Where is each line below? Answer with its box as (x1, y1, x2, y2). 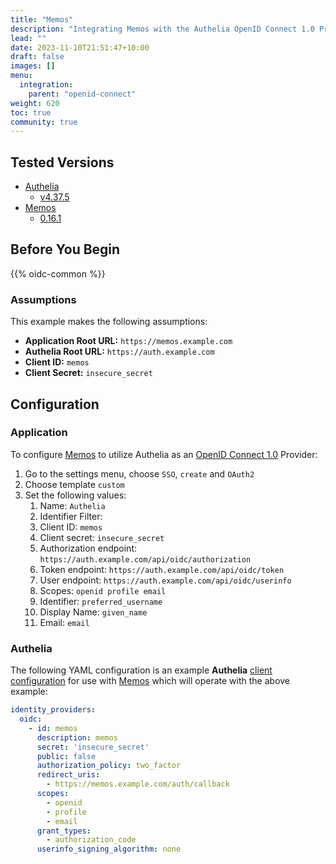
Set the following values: (24, 489, 127, 501)
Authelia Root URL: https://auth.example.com (24, 346, 215, 358)
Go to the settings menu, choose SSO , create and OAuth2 (24, 467, 255, 480)
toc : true (10, 107, 52, 118)
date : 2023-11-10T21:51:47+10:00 (10, 42, 150, 53)
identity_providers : (10, 705, 97, 715)
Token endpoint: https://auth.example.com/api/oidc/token (39, 563, 285, 575)
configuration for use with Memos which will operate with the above (10, 675, 291, 687)
